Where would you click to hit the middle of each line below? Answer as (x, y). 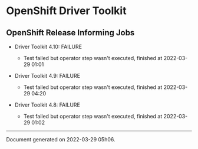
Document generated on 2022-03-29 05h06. (61, 139)
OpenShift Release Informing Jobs (70, 33)
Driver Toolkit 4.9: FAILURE (47, 76)
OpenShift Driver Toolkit (66, 11)
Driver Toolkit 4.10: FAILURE (48, 47)
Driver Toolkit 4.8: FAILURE (47, 105)
